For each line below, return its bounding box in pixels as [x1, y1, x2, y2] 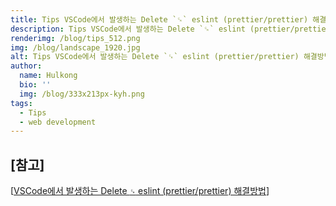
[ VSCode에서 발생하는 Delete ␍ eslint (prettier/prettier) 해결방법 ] [10, 185, 270, 197]
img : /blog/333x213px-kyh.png [19, 89, 145, 99]
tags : [10, 98, 33, 108]
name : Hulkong [19, 71, 78, 81]
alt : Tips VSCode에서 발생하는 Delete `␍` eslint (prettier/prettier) [10, 52, 300, 62]
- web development [19, 117, 97, 127]
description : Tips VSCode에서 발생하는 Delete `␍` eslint [10, 24, 246, 34]
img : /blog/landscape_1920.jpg [10, 42, 141, 53]
